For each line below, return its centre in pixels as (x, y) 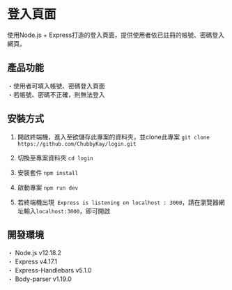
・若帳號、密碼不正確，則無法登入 (56, 94)
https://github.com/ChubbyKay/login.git (77, 144)
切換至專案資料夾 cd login (55, 158)
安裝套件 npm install (48, 172)
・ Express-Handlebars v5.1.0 (49, 270)
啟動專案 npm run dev (48, 187)
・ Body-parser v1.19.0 (39, 279)
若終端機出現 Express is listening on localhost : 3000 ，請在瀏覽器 (118, 202)
